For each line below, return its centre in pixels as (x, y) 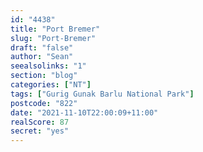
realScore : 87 (40, 122)
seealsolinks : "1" (48, 66)
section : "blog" (44, 76)
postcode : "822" (44, 103)
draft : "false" (42, 47)
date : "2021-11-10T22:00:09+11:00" (84, 112)
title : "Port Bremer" (55, 29)
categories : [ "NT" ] (51, 85)
